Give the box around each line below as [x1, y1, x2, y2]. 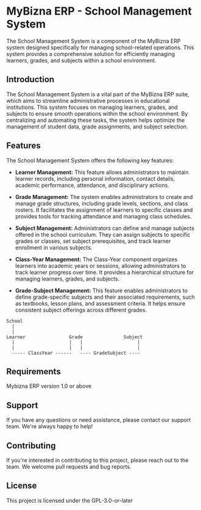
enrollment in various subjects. [15, 243, 93, 251]
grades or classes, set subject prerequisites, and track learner [15, 237, 171, 245]
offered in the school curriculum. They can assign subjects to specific [15, 231, 191, 238]
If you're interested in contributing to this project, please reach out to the [6, 456, 189, 464]
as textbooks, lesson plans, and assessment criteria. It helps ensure [15, 299, 186, 307]
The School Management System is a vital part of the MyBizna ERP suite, [6, 90, 190, 98]
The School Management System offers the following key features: [6, 156, 174, 164]
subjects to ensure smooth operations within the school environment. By [6, 110, 188, 117]
